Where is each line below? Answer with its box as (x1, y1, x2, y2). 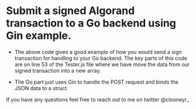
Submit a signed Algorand (6, 4, 135, 18)
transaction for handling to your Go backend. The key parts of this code (14, 54, 188, 62)
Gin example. (6, 29, 72, 42)
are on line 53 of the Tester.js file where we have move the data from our (14, 60, 190, 68)
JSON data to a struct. (14, 84, 68, 91)
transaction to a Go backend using (6, 16, 177, 30)
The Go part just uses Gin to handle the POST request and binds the (14, 78, 179, 86)
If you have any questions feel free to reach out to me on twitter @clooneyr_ (6, 96, 190, 103)
